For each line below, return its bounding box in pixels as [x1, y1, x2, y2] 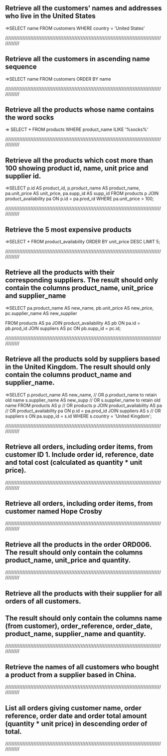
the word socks [5, 113, 54, 122]
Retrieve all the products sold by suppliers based [5, 355, 161, 363]
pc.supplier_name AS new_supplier [5, 310, 77, 316]
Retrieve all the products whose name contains [5, 105, 155, 114]
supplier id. [5, 171, 41, 180]
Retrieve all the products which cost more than [5, 156, 154, 164]
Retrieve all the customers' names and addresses [5, 4, 162, 13]
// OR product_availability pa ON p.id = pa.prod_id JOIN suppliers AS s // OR [5, 408, 161, 414]
